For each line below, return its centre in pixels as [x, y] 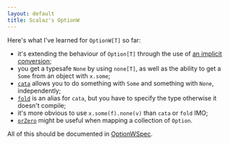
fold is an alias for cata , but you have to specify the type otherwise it [117, 98]
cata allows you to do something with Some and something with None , [116, 83]
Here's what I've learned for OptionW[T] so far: [74, 40]
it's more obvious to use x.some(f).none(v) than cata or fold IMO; [113, 113]
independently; [39, 91]
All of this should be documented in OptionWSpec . [80, 134]
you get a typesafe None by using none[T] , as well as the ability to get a [119, 68]
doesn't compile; [42, 105]
